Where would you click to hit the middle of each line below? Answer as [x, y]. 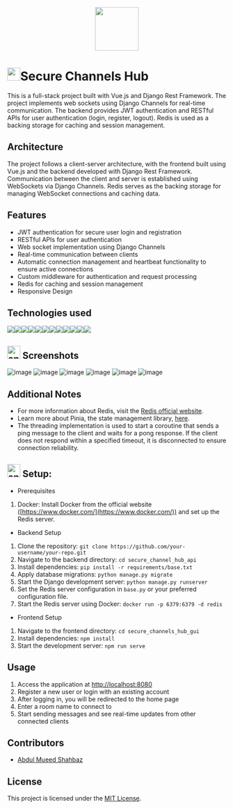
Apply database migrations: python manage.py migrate [95, 574]
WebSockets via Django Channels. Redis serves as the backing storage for [114, 186]
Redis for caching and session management [80, 284]
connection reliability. [48, 448]
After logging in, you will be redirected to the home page [98, 699]
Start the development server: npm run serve [81, 646]
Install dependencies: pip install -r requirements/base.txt [105, 567]
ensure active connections [55, 269]
